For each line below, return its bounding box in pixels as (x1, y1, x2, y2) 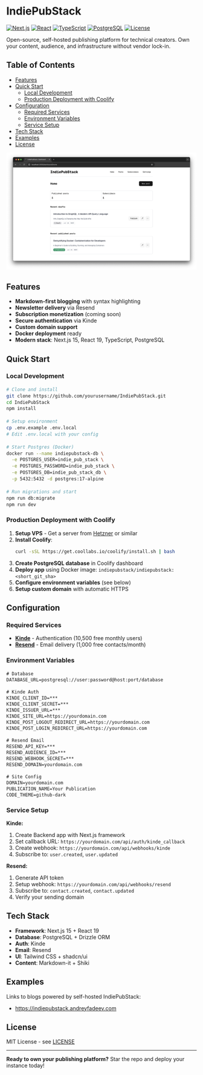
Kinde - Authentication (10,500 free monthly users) (14, 635, 143, 642)
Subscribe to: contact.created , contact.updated (14, 887, 135, 894)
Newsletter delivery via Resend (14, 304, 95, 311)
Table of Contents (6, 60, 76, 70)
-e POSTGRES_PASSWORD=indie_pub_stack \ (11, 463, 115, 469)
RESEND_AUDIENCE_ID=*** (6, 749, 66, 755)
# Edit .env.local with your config (6, 431, 98, 437)
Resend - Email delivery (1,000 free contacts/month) (14, 641, 146, 649)
